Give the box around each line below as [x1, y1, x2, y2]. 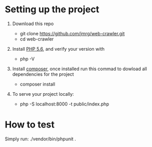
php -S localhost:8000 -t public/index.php [20, 101, 109, 107]
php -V [20, 55, 35, 62]
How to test [5, 119, 55, 131]
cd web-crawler [20, 36, 54, 42]
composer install [20, 81, 55, 87]
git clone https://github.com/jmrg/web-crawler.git [20, 30, 125, 36]
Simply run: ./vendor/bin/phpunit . [5, 136, 77, 142]
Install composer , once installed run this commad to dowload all [12, 66, 147, 72]
